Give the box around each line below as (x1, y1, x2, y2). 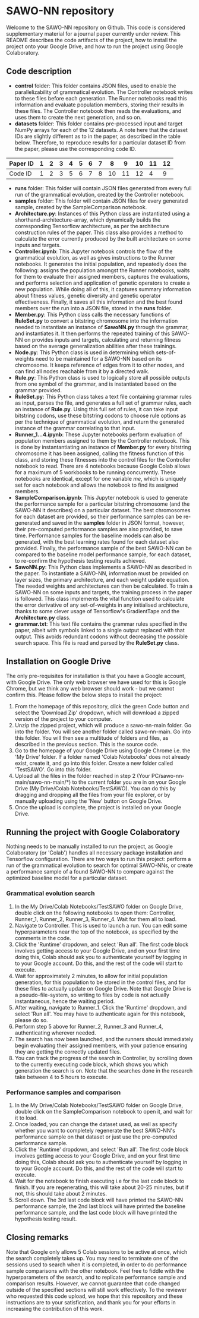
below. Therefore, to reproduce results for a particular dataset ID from (14, 138, 186, 146)
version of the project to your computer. (14, 715, 113, 723)
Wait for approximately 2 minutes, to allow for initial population (14, 972, 168, 979)
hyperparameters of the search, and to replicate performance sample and (6, 1273, 187, 1281)
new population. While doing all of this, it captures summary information (14, 285, 191, 292)
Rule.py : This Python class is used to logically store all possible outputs (14, 374, 191, 381)
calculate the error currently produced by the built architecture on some (14, 235, 191, 242)
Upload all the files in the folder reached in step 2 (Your (14, 772, 150, 779)
